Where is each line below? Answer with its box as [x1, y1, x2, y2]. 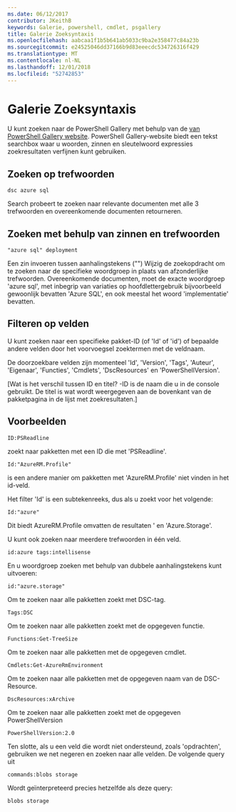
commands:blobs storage [7, 771, 78, 778]
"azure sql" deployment [7, 247, 78, 254]
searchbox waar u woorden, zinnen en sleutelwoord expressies [7, 140, 193, 149]
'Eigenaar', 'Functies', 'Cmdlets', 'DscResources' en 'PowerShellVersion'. [7, 366, 220, 374]
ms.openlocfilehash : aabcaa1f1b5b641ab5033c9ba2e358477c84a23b [7, 37, 200, 44]
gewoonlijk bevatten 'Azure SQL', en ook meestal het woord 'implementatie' [7, 290, 229, 299]
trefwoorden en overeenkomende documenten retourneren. [7, 207, 183, 216]
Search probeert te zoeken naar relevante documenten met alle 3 [7, 199, 199, 208]
